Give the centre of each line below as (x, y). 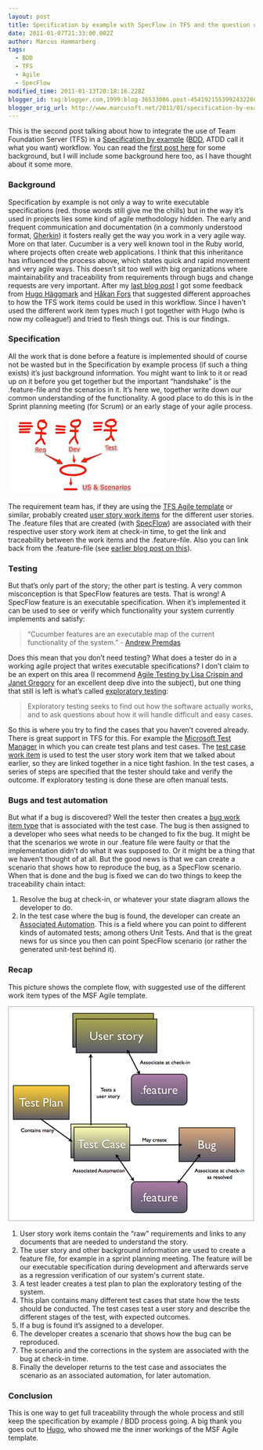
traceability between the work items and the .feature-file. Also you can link (128, 540)
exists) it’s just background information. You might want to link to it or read (128, 372)
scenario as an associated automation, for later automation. (115, 1375)
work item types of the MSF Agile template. (78, 995)
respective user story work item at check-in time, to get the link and (117, 531)
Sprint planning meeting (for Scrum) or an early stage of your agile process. (130, 406)
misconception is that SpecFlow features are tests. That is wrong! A (117, 594)
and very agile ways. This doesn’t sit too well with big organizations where (128, 269)
